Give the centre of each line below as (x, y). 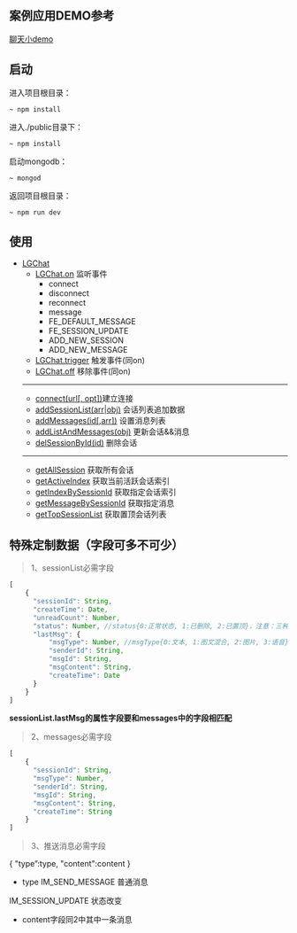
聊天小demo (31, 39)
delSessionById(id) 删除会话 (86, 443)
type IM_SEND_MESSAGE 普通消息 (85, 882)
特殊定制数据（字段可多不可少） (96, 544)
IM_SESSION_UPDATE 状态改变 (65, 901)
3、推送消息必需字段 (68, 846)
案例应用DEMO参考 (62, 16)
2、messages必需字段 (71, 737)
